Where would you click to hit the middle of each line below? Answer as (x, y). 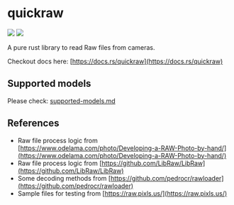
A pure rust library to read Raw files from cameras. (81, 47)
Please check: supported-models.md (61, 100)
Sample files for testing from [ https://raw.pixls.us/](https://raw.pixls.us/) (122, 193)
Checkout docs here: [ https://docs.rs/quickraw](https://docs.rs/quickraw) (115, 61)
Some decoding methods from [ (64, 178)
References (33, 123)
